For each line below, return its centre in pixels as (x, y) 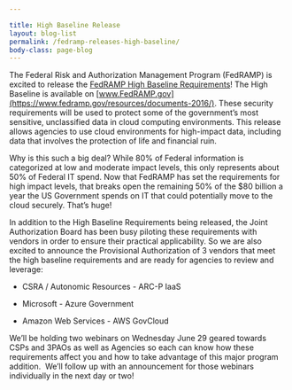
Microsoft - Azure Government (78, 304)
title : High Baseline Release (65, 25)
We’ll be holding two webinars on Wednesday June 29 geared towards (138, 339)
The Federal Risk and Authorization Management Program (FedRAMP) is (141, 75)
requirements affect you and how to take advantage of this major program (144, 357)
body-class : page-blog (51, 50)
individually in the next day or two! (72, 376)
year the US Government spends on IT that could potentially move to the (141, 196)
